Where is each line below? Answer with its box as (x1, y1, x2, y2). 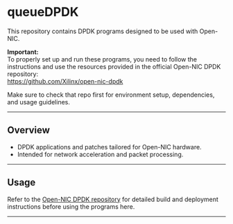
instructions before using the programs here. (7, 202, 135, 211)
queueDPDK (7, 4, 79, 20)
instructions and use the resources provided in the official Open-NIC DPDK (7, 62, 221, 71)
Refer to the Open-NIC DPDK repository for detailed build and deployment (7, 195, 218, 203)
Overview (7, 124, 51, 136)
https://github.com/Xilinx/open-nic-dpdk (7, 77, 123, 85)
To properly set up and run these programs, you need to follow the (7, 55, 198, 63)
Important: (7, 48, 39, 56)
